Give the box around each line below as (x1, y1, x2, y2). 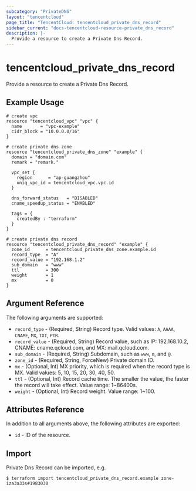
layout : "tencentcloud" (6, 14, 65, 20)
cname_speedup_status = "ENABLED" (11, 200, 96, 206)
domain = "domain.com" (11, 154, 67, 160)
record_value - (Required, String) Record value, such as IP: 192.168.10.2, (14, 338, 189, 345)
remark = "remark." (11, 159, 59, 165)
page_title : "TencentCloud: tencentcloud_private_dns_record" (6, 19, 161, 25)
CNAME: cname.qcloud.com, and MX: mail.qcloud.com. (14, 344, 150, 351)
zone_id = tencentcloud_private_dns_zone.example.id (11, 246, 157, 252)
